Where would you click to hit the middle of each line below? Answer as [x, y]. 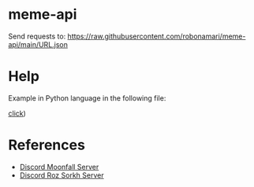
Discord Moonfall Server [59, 167]
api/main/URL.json [38, 44]
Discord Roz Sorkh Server [62, 175]
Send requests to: [37, 36]
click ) [17, 113]
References [47, 145]
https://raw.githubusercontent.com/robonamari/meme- [157, 36]
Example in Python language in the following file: [87, 98]
